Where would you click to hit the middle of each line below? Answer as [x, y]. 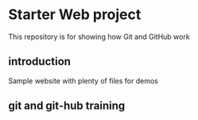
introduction [40, 62]
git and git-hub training [67, 106]
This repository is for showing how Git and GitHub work [99, 37]
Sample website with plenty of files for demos [83, 80]
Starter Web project [75, 15]
